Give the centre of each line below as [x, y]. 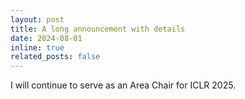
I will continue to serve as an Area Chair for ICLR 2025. [123, 85]
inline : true [37, 47]
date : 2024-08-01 [46, 38]
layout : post [37, 19]
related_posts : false [55, 57]
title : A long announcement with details [98, 29]
